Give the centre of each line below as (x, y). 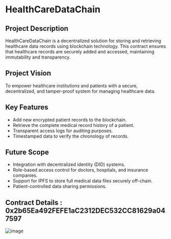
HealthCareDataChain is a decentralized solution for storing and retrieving (83, 41)
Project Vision (28, 73)
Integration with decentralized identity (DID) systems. (69, 164)
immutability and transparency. (38, 57)
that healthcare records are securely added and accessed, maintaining (80, 52)
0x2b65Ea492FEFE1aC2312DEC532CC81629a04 (85, 210)
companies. (25, 175)
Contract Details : (34, 202)
